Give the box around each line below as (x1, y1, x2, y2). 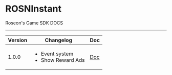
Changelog (45, 36, 73, 44)
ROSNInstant (5, 3, 61, 15)
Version (8, 36, 28, 44)
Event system (40, 50, 74, 57)
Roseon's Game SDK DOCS (5, 20, 63, 26)
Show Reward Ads (40, 56, 85, 63)
